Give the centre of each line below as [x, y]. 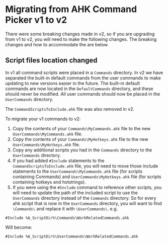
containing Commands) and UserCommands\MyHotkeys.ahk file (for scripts [87, 177]
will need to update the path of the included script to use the [75, 193]
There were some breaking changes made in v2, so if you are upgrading [80, 34]
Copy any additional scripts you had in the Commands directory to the [82, 150]
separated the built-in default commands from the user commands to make [83, 78]
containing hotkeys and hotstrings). [49, 182]
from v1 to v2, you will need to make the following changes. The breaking [81, 39]
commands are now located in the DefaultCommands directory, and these [79, 89]
